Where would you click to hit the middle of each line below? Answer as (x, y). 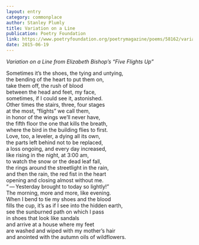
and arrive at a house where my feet (50, 224)
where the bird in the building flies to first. (57, 130)
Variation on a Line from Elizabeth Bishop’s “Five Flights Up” (80, 61)
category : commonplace (34, 17)
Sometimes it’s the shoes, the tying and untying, (65, 73)
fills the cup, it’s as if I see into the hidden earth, (65, 205)
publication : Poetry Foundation (46, 34)
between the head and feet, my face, (51, 92)
